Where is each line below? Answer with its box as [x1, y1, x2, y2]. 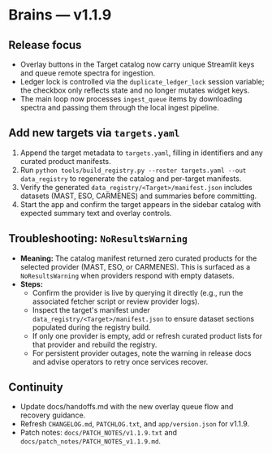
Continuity [8, 380, 63, 395]
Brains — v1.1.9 [8, 6, 112, 24]
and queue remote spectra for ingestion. [19, 68, 156, 78]
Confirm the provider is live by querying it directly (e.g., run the [32, 288, 244, 297]
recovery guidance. [19, 410, 86, 420]
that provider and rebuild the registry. [32, 339, 158, 349]
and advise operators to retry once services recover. [32, 357, 209, 366]
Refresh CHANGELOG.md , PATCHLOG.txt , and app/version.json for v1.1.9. [19, 419, 250, 429]
